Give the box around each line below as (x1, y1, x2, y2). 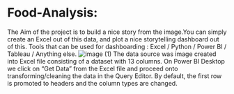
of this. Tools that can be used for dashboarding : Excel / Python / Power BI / (7, 42, 227, 50)
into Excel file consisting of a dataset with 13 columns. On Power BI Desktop (7, 57, 225, 65)
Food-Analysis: (7, 5, 98, 21)
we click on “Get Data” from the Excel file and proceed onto (7, 64, 178, 73)
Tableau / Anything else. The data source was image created (7, 50, 217, 58)
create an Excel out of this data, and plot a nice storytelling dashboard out (7, 35, 219, 43)
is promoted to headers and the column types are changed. (7, 79, 178, 87)
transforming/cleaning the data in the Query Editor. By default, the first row (7, 71, 222, 80)
